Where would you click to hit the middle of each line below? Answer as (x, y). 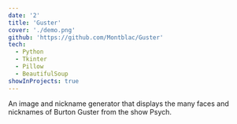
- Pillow (30, 67)
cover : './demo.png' (42, 30)
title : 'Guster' (35, 23)
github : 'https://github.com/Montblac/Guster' (86, 37)
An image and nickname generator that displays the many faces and (119, 104)
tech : (17, 45)
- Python (30, 52)
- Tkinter (31, 60)
